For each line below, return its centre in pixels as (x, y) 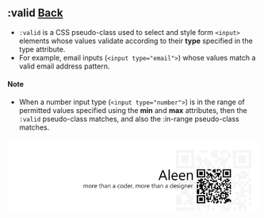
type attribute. (42, 49)
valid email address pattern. (64, 66)
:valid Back (35, 13)
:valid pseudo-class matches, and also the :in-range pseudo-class (129, 119)
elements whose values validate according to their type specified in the (136, 41)
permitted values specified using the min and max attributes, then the (133, 111)
